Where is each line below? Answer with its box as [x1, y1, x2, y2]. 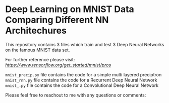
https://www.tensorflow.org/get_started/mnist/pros [5, 62, 111, 68]
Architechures [5, 25, 67, 36]
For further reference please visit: [5, 56, 75, 62]
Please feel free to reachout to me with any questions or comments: [5, 92, 146, 98]
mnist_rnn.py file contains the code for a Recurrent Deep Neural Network [5, 77, 157, 83]
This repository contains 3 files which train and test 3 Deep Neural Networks [5, 41, 164, 47]
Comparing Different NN [5, 14, 109, 26]
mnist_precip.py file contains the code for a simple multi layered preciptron [5, 71, 162, 77]
